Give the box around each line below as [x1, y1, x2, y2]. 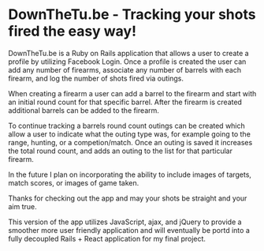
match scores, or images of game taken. [8, 178, 139, 187]
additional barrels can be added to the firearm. [8, 105, 160, 115]
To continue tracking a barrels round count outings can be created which [8, 121, 246, 130]
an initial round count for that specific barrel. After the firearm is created [8, 97, 243, 107]
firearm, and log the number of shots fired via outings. [8, 73, 184, 83]
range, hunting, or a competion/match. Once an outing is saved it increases [8, 137, 253, 147]
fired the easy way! [8, 22, 136, 40]
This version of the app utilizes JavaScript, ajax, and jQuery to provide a [8, 217, 242, 227]
